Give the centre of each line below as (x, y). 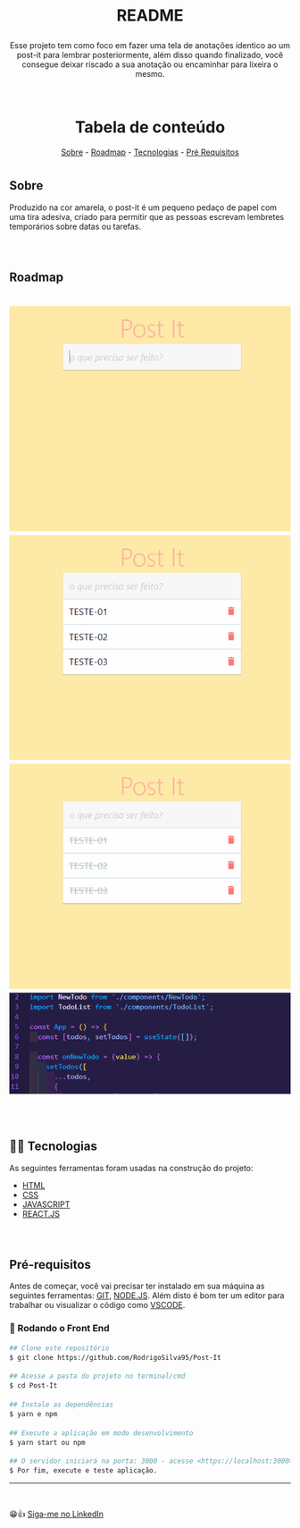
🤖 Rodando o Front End (59, 1329)
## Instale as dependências (62, 1405)
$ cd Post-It (33, 1386)
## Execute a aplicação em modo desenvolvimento (101, 1433)
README (150, 16)
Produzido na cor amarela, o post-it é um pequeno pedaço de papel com (143, 207)
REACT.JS (41, 1213)
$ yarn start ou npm (48, 1442)
